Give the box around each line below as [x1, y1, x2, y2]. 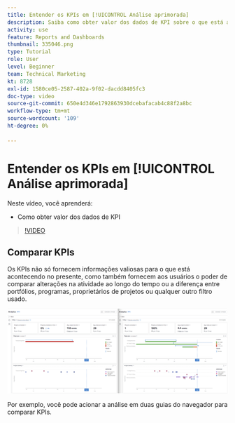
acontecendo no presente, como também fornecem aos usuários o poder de [7, 272, 228, 281]
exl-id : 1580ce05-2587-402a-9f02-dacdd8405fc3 [7, 85, 145, 93]
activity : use [7, 26, 49, 33]
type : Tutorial [7, 48, 52, 55]
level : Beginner [7, 63, 55, 70]
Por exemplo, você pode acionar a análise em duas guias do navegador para [7, 400, 228, 408]
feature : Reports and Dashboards [7, 34, 105, 41]
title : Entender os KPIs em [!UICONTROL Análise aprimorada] [7, 11, 190, 18]
